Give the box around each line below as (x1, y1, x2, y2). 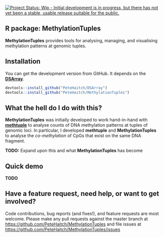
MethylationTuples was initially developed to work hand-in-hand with (5, 117, 148, 123)
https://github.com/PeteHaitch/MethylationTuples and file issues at (5, 221, 142, 227)
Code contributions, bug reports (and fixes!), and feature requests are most (5, 210, 159, 216)
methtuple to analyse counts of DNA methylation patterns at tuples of (5, 122, 148, 128)
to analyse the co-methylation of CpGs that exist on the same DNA (5, 133, 141, 139)
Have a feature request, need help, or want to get (5, 189, 160, 198)
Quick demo (5, 162, 44, 170)
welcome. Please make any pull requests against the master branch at (5, 216, 148, 222)
